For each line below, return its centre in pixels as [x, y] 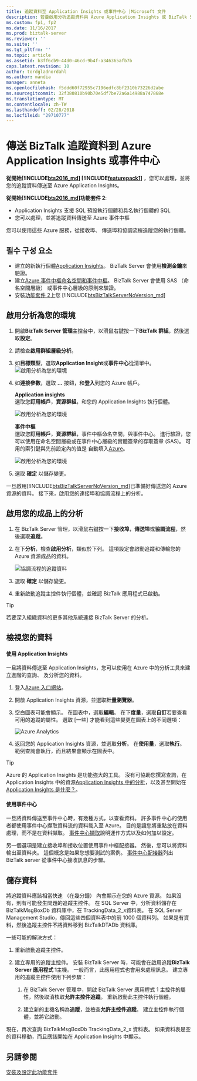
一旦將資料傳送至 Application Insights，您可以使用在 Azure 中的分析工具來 [96, 668]
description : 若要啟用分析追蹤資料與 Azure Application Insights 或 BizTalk [97, 17]
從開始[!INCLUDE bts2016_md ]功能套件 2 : [57, 198]
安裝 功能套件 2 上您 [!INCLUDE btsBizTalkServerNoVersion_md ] [90, 295]
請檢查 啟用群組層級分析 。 [45, 351]
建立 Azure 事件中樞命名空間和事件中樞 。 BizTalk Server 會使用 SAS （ [99, 280]
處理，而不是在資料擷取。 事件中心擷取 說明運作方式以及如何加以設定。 [91, 833]
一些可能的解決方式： [32, 938]
